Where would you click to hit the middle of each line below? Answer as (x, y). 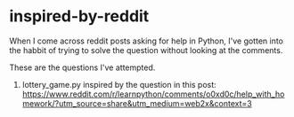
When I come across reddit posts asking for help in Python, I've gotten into (146, 41)
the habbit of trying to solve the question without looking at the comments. (146, 50)
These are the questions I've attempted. (82, 67)
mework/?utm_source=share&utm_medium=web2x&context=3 (137, 103)
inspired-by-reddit (79, 16)
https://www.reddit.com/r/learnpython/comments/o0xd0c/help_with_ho (153, 94)
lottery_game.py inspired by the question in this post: (119, 84)
